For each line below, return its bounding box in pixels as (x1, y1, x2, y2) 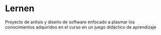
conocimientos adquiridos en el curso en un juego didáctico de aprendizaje (5, 24, 157, 30)
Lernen (5, 3, 35, 14)
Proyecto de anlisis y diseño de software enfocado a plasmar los (5, 19, 135, 25)
